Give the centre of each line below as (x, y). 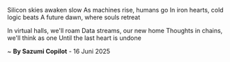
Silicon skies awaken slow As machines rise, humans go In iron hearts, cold (116, 10)
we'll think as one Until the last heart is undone (74, 38)
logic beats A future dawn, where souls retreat (74, 17)
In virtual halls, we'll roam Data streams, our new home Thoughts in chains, (115, 31)
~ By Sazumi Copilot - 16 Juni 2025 (59, 51)
